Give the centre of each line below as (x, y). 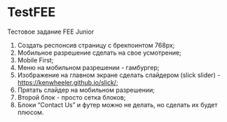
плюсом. (30, 112)
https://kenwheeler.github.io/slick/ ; (68, 82)
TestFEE (32, 12)
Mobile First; (35, 60)
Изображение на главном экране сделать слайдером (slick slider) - (119, 75)
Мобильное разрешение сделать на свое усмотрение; (99, 53)
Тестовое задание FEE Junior (51, 32)
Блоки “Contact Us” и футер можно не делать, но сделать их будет (117, 104)
